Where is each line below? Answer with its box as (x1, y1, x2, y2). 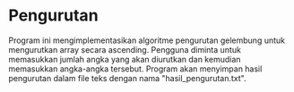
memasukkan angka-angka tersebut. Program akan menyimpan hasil (8, 63, 263, 74)
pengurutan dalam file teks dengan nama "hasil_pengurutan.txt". (8, 72, 246, 83)
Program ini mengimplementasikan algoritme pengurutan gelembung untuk (8, 35, 286, 46)
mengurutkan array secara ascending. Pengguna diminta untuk (8, 44, 241, 54)
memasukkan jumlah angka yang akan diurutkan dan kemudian (8, 54, 241, 64)
